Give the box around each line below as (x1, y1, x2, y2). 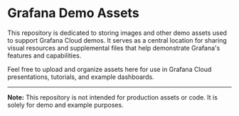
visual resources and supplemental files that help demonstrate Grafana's (7, 43, 221, 52)
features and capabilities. (7, 51, 82, 60)
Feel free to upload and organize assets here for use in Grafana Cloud (7, 65, 212, 73)
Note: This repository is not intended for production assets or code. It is (7, 93, 218, 101)
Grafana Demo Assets (7, 5, 140, 21)
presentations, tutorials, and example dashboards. (7, 73, 154, 81)
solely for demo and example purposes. (7, 100, 124, 109)
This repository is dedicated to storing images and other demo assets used (7, 28, 228, 37)
